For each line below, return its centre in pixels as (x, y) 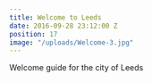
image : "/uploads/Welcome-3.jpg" (72, 42)
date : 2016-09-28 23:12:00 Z (63, 26)
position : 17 (34, 34)
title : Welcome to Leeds (55, 17)
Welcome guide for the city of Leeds (76, 68)
